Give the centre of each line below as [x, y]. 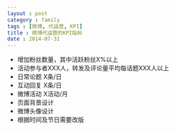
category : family [33, 20]
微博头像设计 [35, 111]
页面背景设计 [35, 102]
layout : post [28, 13]
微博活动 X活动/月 [42, 94]
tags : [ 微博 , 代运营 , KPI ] [45, 26]
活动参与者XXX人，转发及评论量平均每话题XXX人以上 [93, 68]
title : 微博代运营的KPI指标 [45, 33]
